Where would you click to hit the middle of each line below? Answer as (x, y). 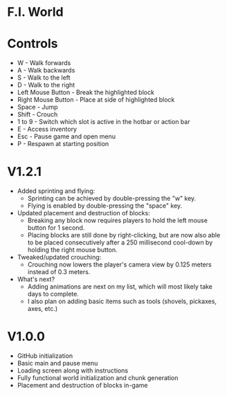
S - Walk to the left (44, 78)
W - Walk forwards (44, 63)
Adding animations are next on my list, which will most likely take (120, 287)
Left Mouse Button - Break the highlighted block (85, 92)
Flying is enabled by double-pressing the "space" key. (105, 206)
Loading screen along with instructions (73, 370)
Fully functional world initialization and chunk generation (98, 378)
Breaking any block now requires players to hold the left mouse (117, 220)
